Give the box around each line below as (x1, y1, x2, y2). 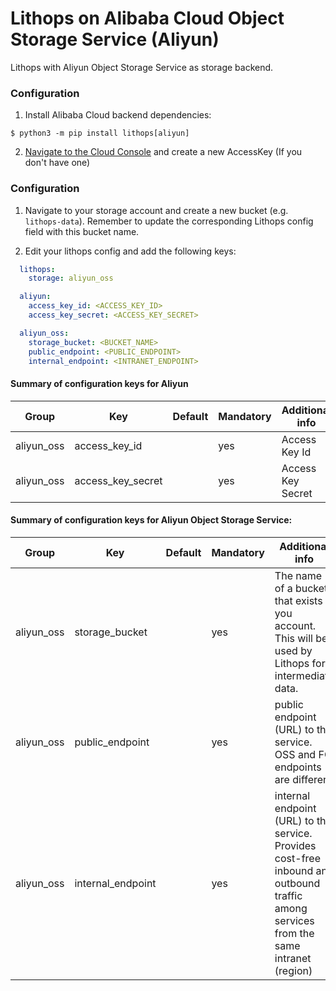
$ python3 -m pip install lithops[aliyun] (10, 128, 190, 139)
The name (274, 568, 323, 582)
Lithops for (274, 656, 326, 670)
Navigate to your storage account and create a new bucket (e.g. (24, 204, 289, 216)
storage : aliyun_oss (28, 273, 114, 284)
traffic (274, 888, 303, 902)
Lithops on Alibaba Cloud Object (10, 7, 285, 30)
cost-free (274, 851, 321, 865)
